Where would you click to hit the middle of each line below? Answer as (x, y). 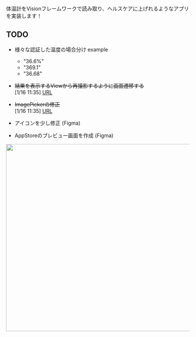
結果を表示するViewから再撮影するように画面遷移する (79, 85)
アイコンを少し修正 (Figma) (47, 123)
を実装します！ (24, 16)
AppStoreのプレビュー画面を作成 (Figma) (64, 135)
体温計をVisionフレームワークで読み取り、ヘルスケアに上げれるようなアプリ (98, 8)
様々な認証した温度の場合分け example (61, 49)
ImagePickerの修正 (37, 104)
